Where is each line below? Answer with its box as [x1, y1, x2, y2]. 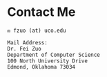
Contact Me [7, 4, 76, 20]
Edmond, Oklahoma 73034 [7, 63, 76, 70]
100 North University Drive [7, 57, 88, 65]
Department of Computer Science [7, 51, 100, 58]
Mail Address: [7, 39, 48, 46]
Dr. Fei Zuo [7, 45, 41, 52]
